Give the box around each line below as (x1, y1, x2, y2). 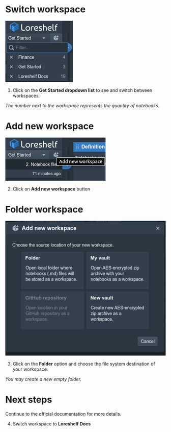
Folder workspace (5, 204, 83, 215)
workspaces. (12, 92, 40, 99)
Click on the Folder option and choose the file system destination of (12, 361, 155, 367)
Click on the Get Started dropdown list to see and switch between (12, 87, 153, 93)
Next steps (5, 394, 52, 405)
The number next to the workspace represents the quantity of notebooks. (5, 102, 160, 108)
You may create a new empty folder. (5, 376, 81, 382)
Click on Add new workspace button (12, 185, 91, 192)
